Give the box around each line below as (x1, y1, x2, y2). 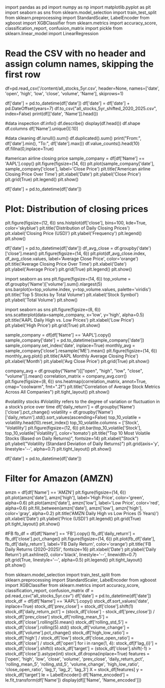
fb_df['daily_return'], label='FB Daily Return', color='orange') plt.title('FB (5, 541, 152, 547)
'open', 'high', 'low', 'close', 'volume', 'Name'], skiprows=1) (5, 90, 124, 96)
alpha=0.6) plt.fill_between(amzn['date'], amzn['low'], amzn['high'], (5, 505, 143, 511)
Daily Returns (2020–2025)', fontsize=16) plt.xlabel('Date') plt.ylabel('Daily (5, 546, 157, 552)
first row (5, 69, 41, 80)
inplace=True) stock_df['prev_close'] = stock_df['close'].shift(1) (5, 603, 133, 609)
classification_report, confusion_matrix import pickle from (5, 25, 123, 31)
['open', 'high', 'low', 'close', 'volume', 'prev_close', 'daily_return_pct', (5, 656, 144, 662)
